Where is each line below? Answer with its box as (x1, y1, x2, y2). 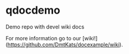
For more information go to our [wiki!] (5, 34, 98, 42)
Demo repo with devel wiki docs (5, 23, 85, 30)
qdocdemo (5, 4, 61, 17)
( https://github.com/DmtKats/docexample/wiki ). (5, 41, 123, 48)
